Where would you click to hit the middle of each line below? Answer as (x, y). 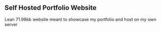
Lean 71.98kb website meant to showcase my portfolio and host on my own (80, 19)
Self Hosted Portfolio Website (51, 8)
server (11, 24)
